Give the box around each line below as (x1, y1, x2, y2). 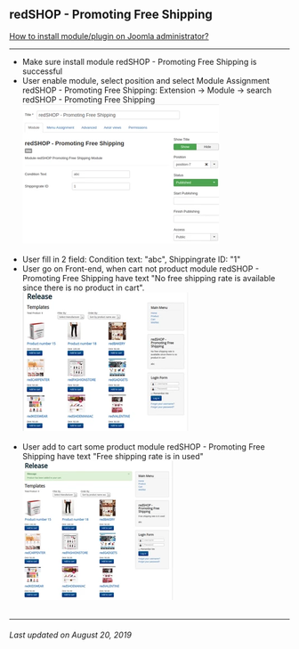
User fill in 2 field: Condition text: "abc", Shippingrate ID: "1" (21, 254, 241, 264)
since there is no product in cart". (21, 282, 145, 293)
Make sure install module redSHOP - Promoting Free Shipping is (21, 56, 257, 67)
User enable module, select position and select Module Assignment (21, 75, 270, 85)
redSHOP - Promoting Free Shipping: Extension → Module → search (21, 85, 272, 95)
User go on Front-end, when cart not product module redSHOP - (21, 263, 260, 274)
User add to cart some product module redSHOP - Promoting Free (21, 441, 265, 452)
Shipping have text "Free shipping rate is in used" (21, 450, 205, 461)
